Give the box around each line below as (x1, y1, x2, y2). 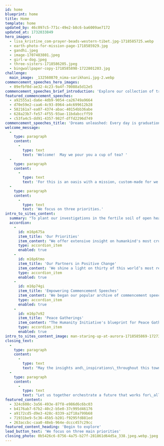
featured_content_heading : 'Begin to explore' (5, 425, 102, 429)
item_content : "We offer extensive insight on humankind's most (18, 239, 152, 243)
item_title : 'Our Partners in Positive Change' (18, 261, 117, 266)
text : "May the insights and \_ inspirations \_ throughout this (22, 365, 150, 370)
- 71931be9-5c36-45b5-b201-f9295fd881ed (9, 415, 93, 420)
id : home (5, 7, 23, 12)
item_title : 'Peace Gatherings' (18, 316, 84, 321)
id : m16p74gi (18, 284, 45, 289)
